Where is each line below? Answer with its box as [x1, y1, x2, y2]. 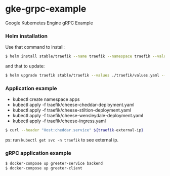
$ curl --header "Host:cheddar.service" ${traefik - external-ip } [5, 128, 144, 133]
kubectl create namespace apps [12, 96, 80, 102]
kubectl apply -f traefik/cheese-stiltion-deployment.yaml [12, 107, 132, 113]
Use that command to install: [5, 44, 65, 50]
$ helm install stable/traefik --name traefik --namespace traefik [5, 54, 151, 59]
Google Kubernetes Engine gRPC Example [5, 20, 94, 26]
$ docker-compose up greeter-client [5, 166, 82, 171]
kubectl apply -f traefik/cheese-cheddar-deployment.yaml [12, 102, 135, 108]
